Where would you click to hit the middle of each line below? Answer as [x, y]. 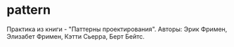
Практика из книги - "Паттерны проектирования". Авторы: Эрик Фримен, [117, 29]
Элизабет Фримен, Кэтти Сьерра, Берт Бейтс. [76, 36]
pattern [28, 10]
